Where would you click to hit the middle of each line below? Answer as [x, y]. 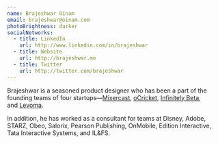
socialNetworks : [30, 33]
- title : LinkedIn [40, 39]
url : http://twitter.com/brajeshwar [72, 71]
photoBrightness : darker [42, 26]
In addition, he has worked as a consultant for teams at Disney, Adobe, [107, 118]
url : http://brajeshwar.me [58, 58]
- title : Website [38, 52]
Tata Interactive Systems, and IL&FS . [59, 133]
